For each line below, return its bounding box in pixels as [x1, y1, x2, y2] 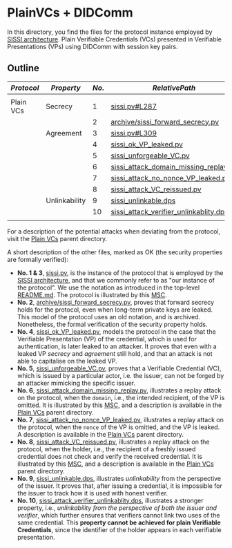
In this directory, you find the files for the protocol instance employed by [7, 28, 213, 36]
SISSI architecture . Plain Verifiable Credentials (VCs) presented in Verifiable [7, 35, 222, 43]
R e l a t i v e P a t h [152, 83, 196, 93]
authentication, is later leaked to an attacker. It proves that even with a [17, 342, 217, 350]
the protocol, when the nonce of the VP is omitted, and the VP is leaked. [17, 423, 220, 431]
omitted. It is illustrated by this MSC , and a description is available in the [17, 401, 222, 409]
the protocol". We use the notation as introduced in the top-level [17, 283, 200, 292]
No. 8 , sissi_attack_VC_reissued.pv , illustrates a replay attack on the [17, 437, 210, 446]
